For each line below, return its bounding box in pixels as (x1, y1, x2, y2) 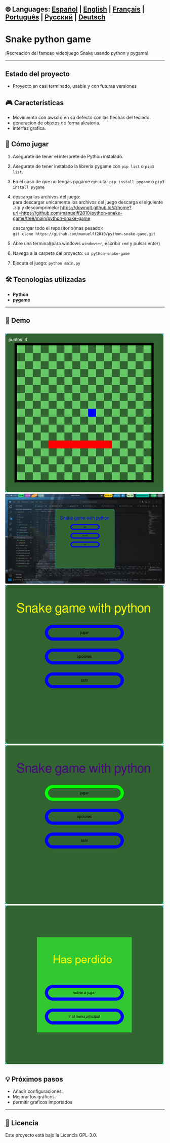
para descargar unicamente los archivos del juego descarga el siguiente (12, 199, 163, 205)
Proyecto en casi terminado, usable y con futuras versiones (12, 83, 137, 89)
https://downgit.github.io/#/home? (60, 204, 132, 211)
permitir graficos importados (12, 1099, 72, 1105)
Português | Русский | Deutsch (5, 13, 106, 22)
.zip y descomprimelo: (12, 204, 59, 211)
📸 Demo (5, 316, 30, 325)
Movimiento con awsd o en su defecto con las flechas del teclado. (12, 114, 151, 120)
